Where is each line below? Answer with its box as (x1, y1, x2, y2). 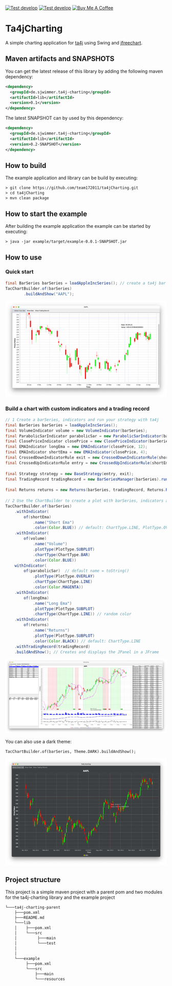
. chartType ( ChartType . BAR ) (32, 552, 91, 558)
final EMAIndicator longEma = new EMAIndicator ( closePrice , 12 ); (5, 444, 147, 449)
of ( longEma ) (24, 595, 50, 601)
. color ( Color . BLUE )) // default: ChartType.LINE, (32, 525, 141, 530)
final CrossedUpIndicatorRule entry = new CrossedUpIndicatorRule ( (5, 460, 153, 465)
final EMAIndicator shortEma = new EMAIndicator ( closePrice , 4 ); (5, 449, 147, 455)
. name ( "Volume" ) (32, 542, 68, 547)
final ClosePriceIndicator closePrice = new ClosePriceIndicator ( (5, 439, 150, 444)
